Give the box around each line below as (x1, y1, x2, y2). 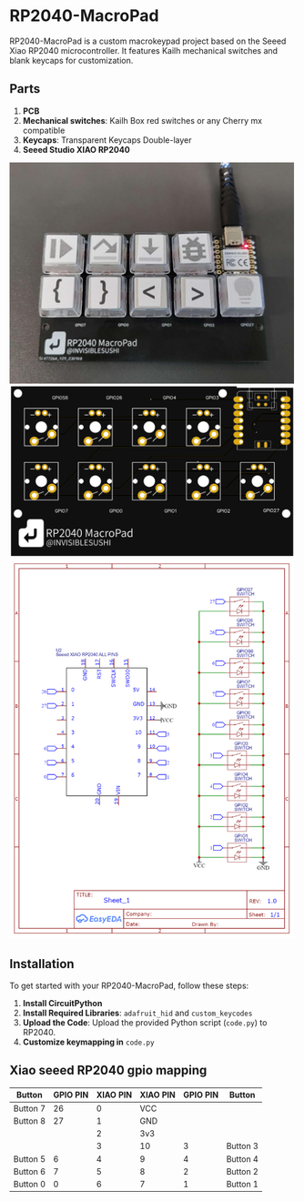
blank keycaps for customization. (9, 55, 134, 66)
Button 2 (226, 1166, 259, 1176)
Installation (9, 956, 75, 972)
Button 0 (13, 1179, 46, 1190)
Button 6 (13, 1166, 46, 1176)
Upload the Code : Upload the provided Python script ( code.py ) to (22, 1017, 268, 1028)
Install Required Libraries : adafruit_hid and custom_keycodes (22, 1007, 253, 1018)
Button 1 (226, 1179, 259, 1190)
